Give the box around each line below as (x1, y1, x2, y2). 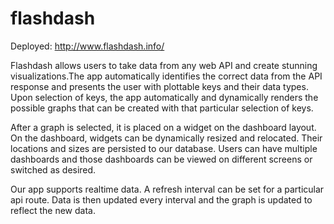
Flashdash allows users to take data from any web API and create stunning (10, 59, 318, 71)
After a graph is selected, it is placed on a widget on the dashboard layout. (10, 121, 317, 133)
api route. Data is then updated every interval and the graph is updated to (10, 193, 313, 206)
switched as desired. (10, 163, 97, 176)
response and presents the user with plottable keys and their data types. (10, 80, 309, 92)
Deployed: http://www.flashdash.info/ (10, 40, 165, 52)
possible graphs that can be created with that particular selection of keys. (10, 102, 314, 114)
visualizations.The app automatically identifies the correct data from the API (10, 70, 323, 82)
